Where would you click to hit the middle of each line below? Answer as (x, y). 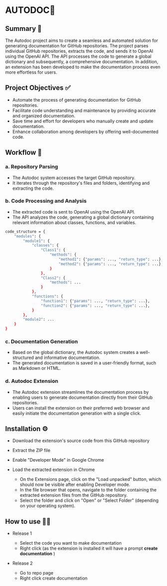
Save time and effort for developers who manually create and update (83, 121)
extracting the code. (33, 188)
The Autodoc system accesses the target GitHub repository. (74, 177)
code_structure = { (25, 232)
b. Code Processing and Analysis (46, 201)
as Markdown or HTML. (37, 368)
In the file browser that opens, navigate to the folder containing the (88, 490)
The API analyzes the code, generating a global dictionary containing (83, 217)
